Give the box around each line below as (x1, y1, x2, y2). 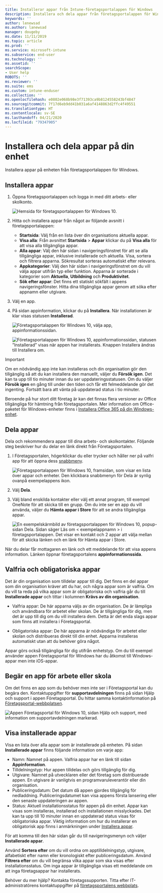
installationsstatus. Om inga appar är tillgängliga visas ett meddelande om (5, 862, 153, 868)
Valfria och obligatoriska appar (5, 565, 100, 574)
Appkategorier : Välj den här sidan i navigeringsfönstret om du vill (19, 263, 150, 269)
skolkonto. (12, 199, 33, 205)
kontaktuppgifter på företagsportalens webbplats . (39, 882, 139, 888)
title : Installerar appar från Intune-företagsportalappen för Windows (5, 7, 153, 12)
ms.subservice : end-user (5, 52, 55, 57)
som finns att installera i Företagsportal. (12, 619, 92, 624)
